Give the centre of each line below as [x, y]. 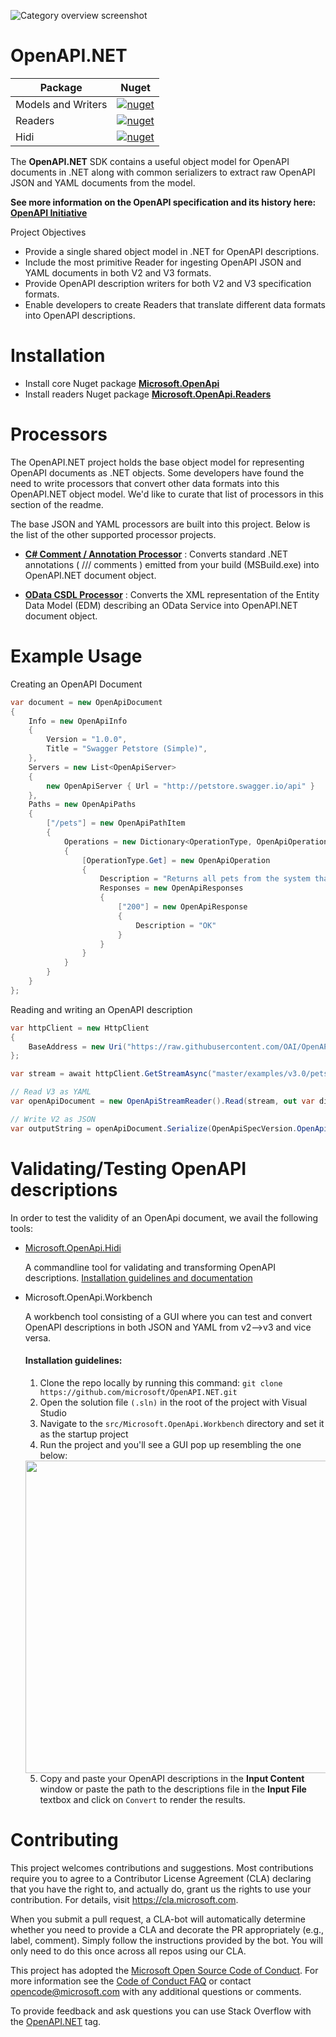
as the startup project [84, 1434]
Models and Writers [61, 104]
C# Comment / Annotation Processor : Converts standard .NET [156, 554]
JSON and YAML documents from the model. [103, 182]
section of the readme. [57, 504]
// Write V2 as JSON [53, 1119]
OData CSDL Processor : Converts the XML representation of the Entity [172, 594]
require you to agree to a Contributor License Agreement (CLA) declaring [161, 1878]
